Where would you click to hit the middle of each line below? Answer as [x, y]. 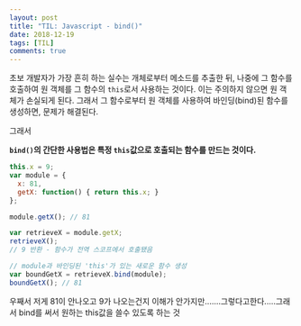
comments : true [38, 51]
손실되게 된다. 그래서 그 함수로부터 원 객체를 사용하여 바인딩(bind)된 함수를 [157, 101]
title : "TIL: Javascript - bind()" [76, 26]
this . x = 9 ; [32, 168]
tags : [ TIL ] [32, 43]
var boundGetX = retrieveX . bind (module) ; [88, 274]
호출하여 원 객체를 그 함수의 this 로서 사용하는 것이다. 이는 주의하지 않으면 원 [143, 89]
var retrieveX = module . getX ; [66, 233]
